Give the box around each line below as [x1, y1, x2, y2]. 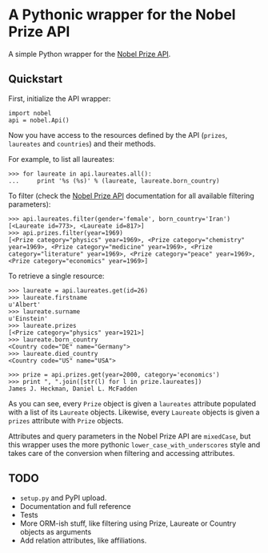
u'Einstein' [8, 314, 48, 322]
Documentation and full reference [19, 501, 131, 511]
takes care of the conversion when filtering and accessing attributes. [8, 448, 235, 458]
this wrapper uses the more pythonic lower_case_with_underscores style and [8, 439, 261, 450]
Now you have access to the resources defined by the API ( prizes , [8, 130, 228, 139]
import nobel [8, 109, 52, 117]
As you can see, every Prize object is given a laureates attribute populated [8, 398, 257, 408]
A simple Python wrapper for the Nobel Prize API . [8, 49, 171, 59]
